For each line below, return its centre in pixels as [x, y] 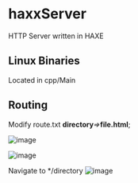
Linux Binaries [44, 61]
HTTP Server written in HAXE [56, 36]
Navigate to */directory [46, 170]
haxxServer [48, 14]
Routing [28, 105]
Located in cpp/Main [42, 80]
